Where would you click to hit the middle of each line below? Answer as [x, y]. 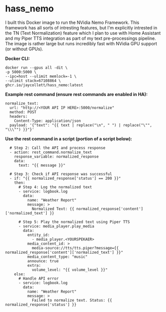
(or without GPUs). [24, 49]
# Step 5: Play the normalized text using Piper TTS [74, 222]
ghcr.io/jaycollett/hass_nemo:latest [44, 85]
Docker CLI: [17, 58]
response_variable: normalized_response [56, 156]
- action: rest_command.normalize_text [51, 152]
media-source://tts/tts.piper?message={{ [75, 248]
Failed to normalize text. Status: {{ [72, 300]
